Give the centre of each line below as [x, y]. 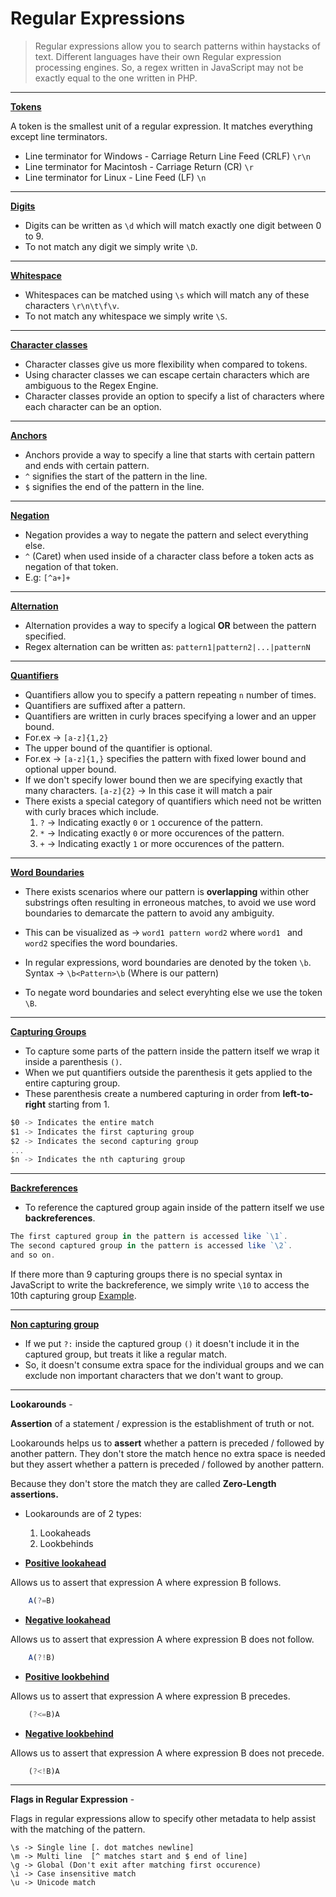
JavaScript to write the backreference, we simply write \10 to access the [160, 1284]
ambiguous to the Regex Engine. [91, 385]
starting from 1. [78, 1104]
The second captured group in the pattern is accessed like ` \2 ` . [151, 1246]
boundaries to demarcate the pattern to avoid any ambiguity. [149, 913]
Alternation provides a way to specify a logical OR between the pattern [170, 625]
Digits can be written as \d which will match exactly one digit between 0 [173, 225]
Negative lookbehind [69, 1733]
